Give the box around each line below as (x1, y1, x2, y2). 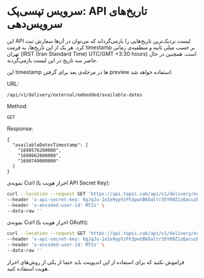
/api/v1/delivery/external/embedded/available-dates (7, 92, 143, 98)
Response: (7, 124, 34, 132)
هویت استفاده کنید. (7, 265, 50, 272)
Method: (7, 102, 28, 110)
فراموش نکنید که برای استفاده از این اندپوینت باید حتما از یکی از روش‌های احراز (7, 258, 185, 265)
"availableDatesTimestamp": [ (12, 141, 88, 148)
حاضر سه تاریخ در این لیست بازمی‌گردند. (7, 56, 98, 64)
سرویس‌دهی (7, 17, 63, 31)
